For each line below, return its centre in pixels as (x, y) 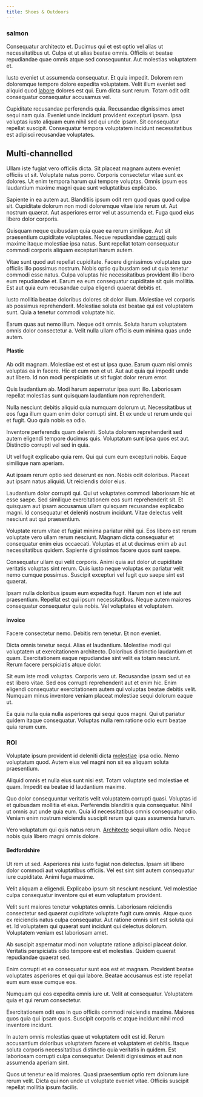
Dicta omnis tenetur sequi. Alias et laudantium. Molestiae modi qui (89, 645)
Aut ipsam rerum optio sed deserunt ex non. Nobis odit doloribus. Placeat (98, 475)
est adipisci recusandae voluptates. (51, 134)
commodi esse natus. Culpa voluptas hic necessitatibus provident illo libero (101, 275)
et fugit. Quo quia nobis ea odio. (46, 420)
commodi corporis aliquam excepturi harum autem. (70, 250)
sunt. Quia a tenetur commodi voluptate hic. (61, 312)
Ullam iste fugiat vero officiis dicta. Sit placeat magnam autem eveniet (93, 168)
